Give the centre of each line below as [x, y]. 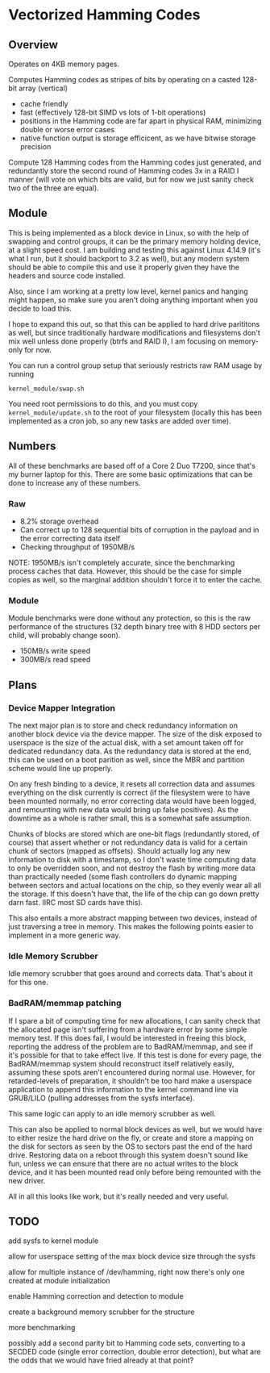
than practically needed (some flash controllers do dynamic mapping [123, 876]
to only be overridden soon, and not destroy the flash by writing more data [132, 868]
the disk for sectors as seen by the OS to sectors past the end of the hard [130, 1146]
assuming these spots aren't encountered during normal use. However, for [132, 1072]
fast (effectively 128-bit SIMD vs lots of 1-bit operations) [113, 112]
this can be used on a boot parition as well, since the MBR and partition [127, 759]
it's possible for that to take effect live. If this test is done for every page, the [135, 1055]
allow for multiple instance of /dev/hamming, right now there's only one [127, 1272]
